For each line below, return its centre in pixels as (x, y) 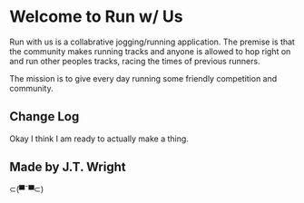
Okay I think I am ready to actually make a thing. (99, 139)
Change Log (44, 116)
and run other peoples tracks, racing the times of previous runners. (135, 61)
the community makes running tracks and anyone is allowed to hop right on (150, 51)
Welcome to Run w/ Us (96, 17)
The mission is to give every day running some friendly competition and (143, 78)
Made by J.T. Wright (68, 167)
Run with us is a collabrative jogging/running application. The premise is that (152, 42)
